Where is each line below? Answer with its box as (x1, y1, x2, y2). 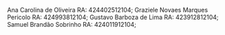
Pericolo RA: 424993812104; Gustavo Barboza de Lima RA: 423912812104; (7, 13, 219, 21)
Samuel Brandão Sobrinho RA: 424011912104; (7, 21, 136, 28)
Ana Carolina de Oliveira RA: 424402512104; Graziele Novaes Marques (7, 6, 208, 14)
